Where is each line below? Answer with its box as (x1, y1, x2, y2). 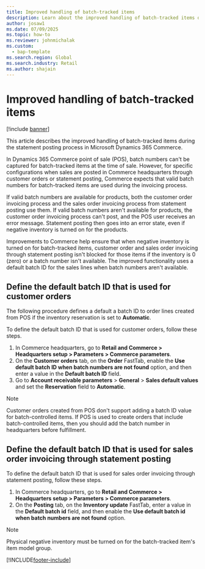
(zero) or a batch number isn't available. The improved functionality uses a (6, 258, 194, 265)
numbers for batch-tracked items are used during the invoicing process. (6, 182, 188, 189)
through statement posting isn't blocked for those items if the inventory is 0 (6, 251, 196, 258)
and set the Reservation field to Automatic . (15, 383, 126, 390)
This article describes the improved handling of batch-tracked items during (6, 137, 195, 144)
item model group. (6, 544, 52, 551)
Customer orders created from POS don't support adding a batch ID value (6, 407, 192, 414)
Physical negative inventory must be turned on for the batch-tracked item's (6, 538, 195, 545)
